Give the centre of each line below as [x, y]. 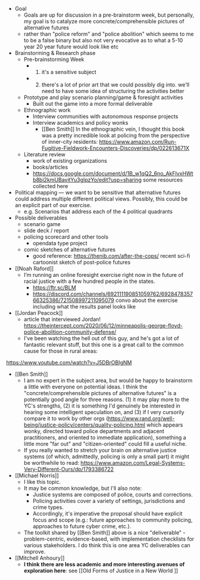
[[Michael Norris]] [37, 476]
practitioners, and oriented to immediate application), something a [105, 437]
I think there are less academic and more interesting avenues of [104, 564]
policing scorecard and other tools [66, 237]
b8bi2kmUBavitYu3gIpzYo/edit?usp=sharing [87, 180]
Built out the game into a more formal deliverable [93, 104]
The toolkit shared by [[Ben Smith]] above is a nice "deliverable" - [105, 533]
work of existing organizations [70, 161]
